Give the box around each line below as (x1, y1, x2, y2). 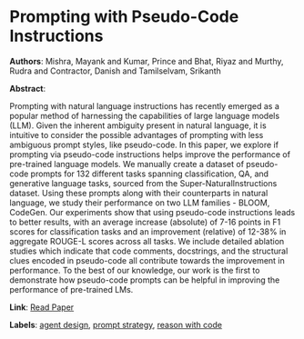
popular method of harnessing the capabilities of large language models (9, 110, 280, 121)
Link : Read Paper (9, 302, 75, 313)
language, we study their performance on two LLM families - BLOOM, (9, 197, 270, 208)
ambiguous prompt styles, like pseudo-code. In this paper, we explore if (9, 139, 279, 150)
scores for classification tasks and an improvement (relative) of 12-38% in (9, 225, 287, 237)
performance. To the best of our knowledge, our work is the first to (9, 264, 260, 275)
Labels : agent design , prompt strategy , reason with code (9, 319, 223, 330)
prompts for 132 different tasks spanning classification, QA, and (30, 168, 269, 179)
